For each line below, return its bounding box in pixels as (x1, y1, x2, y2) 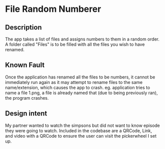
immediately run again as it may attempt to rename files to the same (5, 79, 143, 85)
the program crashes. (5, 95, 49, 101)
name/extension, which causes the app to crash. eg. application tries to (5, 84, 150, 90)
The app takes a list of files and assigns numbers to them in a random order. (5, 36, 160, 42)
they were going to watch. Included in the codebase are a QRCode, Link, (5, 127, 152, 134)
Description (5, 23, 42, 32)
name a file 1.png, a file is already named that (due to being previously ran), (5, 90, 158, 96)
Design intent (5, 110, 47, 118)
